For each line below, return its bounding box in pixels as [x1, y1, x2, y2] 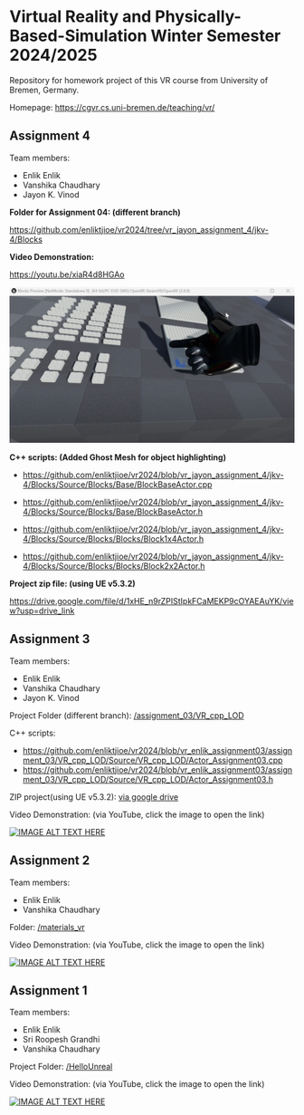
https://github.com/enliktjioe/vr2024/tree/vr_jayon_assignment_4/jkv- [9, 224, 270, 235]
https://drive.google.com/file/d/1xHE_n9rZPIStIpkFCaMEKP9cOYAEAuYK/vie [9, 595, 294, 606]
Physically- [155, 6, 242, 27]
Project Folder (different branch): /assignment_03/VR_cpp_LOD [9, 709, 244, 721]
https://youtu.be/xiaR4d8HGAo [9, 269, 125, 280]
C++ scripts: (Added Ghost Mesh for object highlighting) [9, 451, 226, 463]
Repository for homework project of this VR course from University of [9, 74, 269, 85]
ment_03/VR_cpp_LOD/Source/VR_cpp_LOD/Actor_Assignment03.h [22, 774, 274, 784]
